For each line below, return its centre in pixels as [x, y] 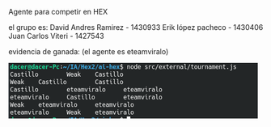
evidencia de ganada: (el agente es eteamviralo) [89, 51]
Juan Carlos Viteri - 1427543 [56, 36]
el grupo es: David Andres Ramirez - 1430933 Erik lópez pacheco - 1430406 [136, 27]
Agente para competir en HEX [58, 12]
